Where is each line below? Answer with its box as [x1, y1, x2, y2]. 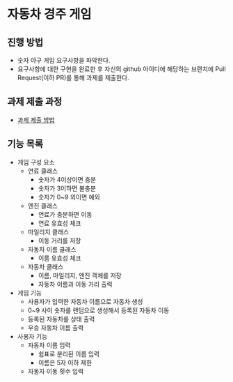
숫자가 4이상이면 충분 [38, 175, 97, 183]
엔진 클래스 [27, 201, 58, 210]
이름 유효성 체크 [38, 254, 81, 262]
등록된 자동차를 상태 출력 [27, 314, 95, 323]
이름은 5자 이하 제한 [38, 358, 93, 367]
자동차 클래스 [27, 262, 64, 270]
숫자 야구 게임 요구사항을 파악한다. [17, 56, 111, 64]
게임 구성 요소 [17, 158, 55, 166]
